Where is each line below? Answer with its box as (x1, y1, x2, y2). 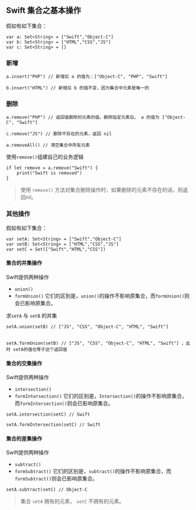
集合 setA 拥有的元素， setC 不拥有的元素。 (20, 498, 125, 505)
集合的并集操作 (6, 259, 42, 266)
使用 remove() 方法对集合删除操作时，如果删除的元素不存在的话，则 (20, 187, 183, 194)
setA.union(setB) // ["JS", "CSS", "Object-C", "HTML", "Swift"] (6, 323, 169, 330)
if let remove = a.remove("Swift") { (6, 165, 98, 171)
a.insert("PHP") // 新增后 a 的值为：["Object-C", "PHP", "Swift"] (6, 74, 168, 80)
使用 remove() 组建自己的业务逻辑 (6, 153, 84, 160)
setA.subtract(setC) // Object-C (6, 487, 88, 493)
